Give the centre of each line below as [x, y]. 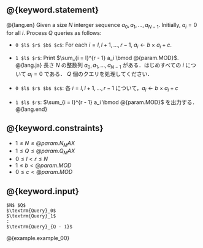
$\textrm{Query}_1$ [31, 216]
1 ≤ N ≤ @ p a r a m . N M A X [45, 144]
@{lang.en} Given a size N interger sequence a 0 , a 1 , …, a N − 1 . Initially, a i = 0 [102, 25]
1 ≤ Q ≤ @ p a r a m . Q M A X [45, 152]
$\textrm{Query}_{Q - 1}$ [39, 227]
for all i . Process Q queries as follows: [54, 32]
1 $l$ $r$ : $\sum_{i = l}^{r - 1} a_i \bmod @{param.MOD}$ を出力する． [106, 102]
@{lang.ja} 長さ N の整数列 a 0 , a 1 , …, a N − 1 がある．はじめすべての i [99, 66]
